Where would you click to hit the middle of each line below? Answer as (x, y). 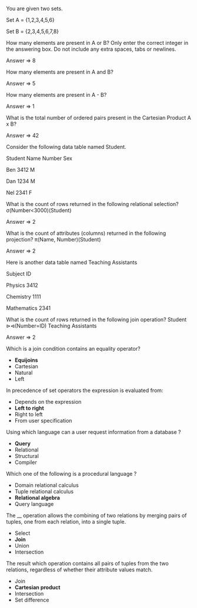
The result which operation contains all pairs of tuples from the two (87, 563)
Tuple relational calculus (44, 491)
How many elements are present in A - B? (56, 95)
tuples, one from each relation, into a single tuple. (66, 522)
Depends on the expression (48, 402)
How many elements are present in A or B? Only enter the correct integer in (97, 43)
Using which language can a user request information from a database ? (94, 432)
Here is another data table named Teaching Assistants (72, 262)
